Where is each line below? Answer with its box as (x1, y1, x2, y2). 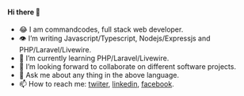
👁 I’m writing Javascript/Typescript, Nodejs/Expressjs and (18, 33, 211, 44)
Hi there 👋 (7, 7, 40, 17)
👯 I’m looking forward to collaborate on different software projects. (18, 62, 237, 71)
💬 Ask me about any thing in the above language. (18, 71, 180, 80)
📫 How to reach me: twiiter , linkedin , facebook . (18, 79, 175, 89)
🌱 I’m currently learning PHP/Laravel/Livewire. (18, 53, 170, 63)
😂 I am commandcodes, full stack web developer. (18, 25, 184, 34)
